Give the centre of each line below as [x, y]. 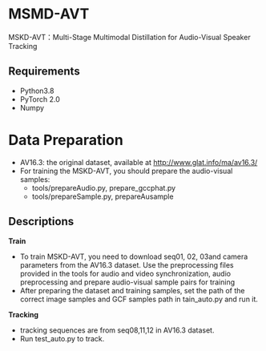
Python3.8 [37, 91]
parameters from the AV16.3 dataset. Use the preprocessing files [127, 264]
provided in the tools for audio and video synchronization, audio [125, 273]
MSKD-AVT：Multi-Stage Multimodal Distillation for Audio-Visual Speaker [129, 37]
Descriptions [41, 222]
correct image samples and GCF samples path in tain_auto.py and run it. [139, 299]
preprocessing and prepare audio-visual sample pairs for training [127, 282]
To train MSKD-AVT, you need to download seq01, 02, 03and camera [134, 256]
